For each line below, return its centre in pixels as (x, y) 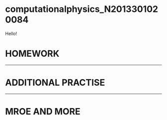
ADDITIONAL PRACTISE (55, 83)
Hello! (11, 33)
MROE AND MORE (43, 112)
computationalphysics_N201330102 (82, 9)
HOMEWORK (32, 54)
